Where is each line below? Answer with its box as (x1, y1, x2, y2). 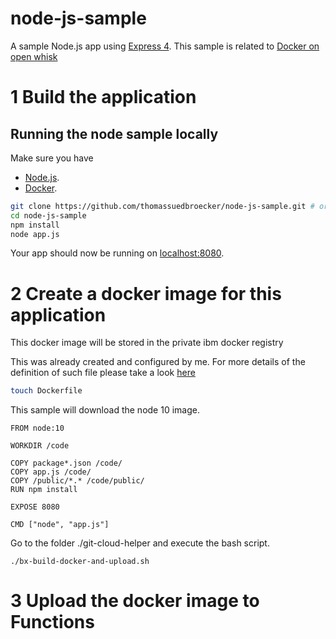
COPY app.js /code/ (10, 467, 92, 477)
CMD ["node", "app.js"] (10, 520, 110, 530)
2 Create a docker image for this (10, 282, 282, 305)
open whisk (10, 50, 58, 62)
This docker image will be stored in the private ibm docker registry (10, 337, 284, 349)
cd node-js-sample (10, 210, 87, 221)
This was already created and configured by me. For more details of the (10, 356, 306, 368)
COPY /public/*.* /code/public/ (10, 476, 145, 486)
